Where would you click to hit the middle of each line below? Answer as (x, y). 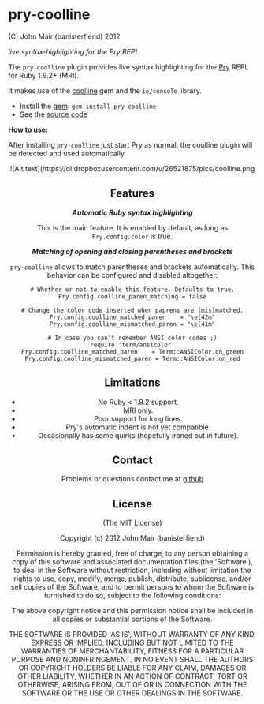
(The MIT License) (132, 523)
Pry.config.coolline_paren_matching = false (132, 296)
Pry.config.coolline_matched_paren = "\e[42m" (132, 317)
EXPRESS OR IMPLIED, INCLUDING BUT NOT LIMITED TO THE (132, 643)
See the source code (54, 114)
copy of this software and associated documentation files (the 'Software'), (132, 562)
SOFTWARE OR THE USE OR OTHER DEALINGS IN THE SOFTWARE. (132, 693)
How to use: (28, 129)
